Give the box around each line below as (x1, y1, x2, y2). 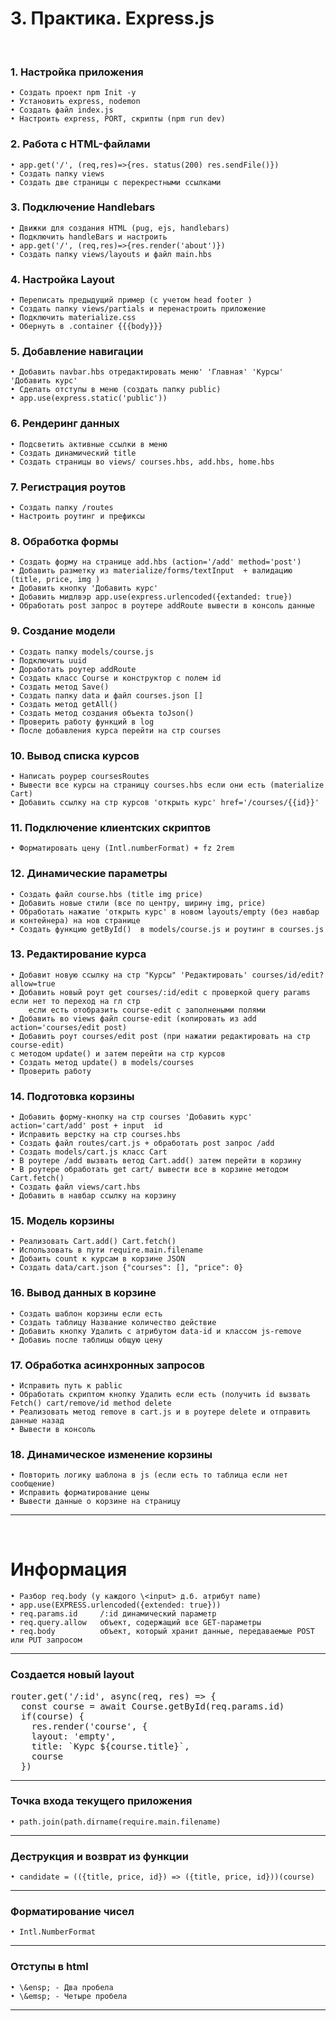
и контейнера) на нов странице (10, 915, 141, 926)
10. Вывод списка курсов (10, 748, 140, 762)
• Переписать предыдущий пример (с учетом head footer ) (10, 295, 253, 306)
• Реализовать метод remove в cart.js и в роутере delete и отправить (10, 1407, 311, 1417)
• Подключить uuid (10, 655, 87, 666)
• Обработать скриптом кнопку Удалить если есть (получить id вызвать (10, 1389, 311, 1399)
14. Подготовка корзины (10, 1089, 135, 1103)
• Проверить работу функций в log (10, 717, 155, 727)
